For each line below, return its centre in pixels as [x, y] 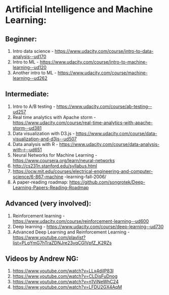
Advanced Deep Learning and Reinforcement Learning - [71, 232]
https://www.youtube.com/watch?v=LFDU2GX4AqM [67, 287]
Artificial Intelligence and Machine [79, 9]
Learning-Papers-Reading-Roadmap [51, 187]
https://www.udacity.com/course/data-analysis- [109, 144]
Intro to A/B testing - [34, 106]
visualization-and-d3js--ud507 [45, 139]
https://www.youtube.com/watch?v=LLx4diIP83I [63, 271]
